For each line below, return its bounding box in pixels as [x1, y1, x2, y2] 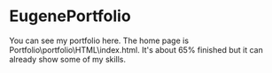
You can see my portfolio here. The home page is [9, 35, 189, 46]
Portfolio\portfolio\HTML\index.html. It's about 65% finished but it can [9, 44, 263, 55]
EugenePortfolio [9, 6, 131, 26]
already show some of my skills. [9, 54, 127, 64]
